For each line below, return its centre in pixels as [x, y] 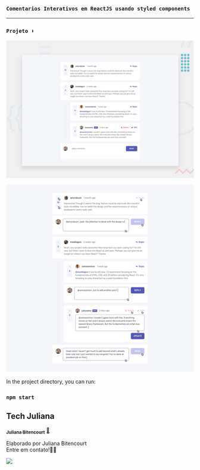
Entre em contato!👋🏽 [32, 450]
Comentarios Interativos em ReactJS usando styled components [98, 8]
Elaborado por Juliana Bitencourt [46, 443]
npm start [20, 397]
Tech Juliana [30, 416]
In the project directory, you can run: [51, 381]
